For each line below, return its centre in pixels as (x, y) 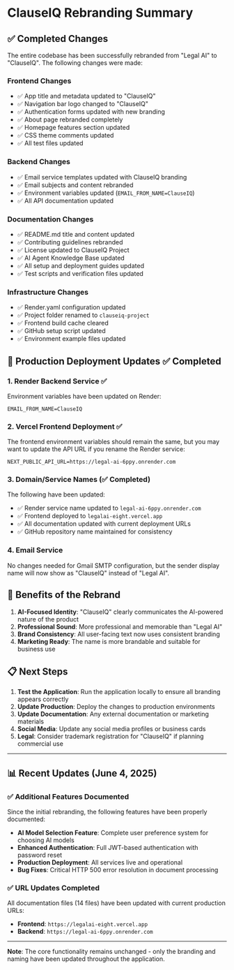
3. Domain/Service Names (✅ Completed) (79, 480)
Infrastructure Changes (48, 292)
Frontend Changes (39, 80)
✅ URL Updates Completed (53, 888)
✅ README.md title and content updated (76, 234)
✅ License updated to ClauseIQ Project (73, 250)
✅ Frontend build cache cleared (63, 323)
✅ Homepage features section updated (73, 128)
